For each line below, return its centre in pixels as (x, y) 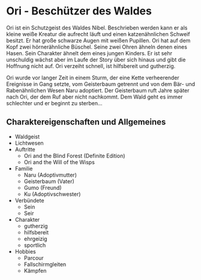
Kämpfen (35, 270)
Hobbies (25, 251)
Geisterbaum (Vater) (49, 181)
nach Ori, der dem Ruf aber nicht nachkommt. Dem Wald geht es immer (94, 97)
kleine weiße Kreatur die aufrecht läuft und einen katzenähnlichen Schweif (98, 34)
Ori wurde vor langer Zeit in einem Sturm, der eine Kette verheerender (93, 78)
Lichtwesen (29, 143)
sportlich (35, 245)
